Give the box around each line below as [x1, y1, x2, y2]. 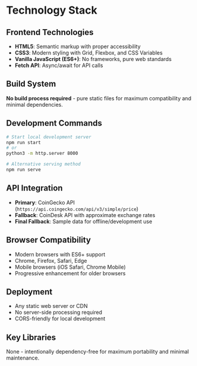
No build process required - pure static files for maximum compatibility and [6, 94, 192, 101]
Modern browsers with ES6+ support [14, 250, 106, 258]
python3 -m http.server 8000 [6, 151, 78, 157]
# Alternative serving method [6, 161, 81, 167]
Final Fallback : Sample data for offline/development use [14, 218, 152, 225]
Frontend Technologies [6, 27, 94, 37]
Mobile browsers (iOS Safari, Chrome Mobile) [14, 263, 126, 270]
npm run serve [6, 167, 42, 173]
